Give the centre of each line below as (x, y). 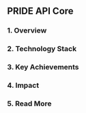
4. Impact (23, 86)
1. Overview (27, 31)
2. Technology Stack (42, 49)
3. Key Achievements (43, 67)
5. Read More (30, 103)
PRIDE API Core (40, 11)
